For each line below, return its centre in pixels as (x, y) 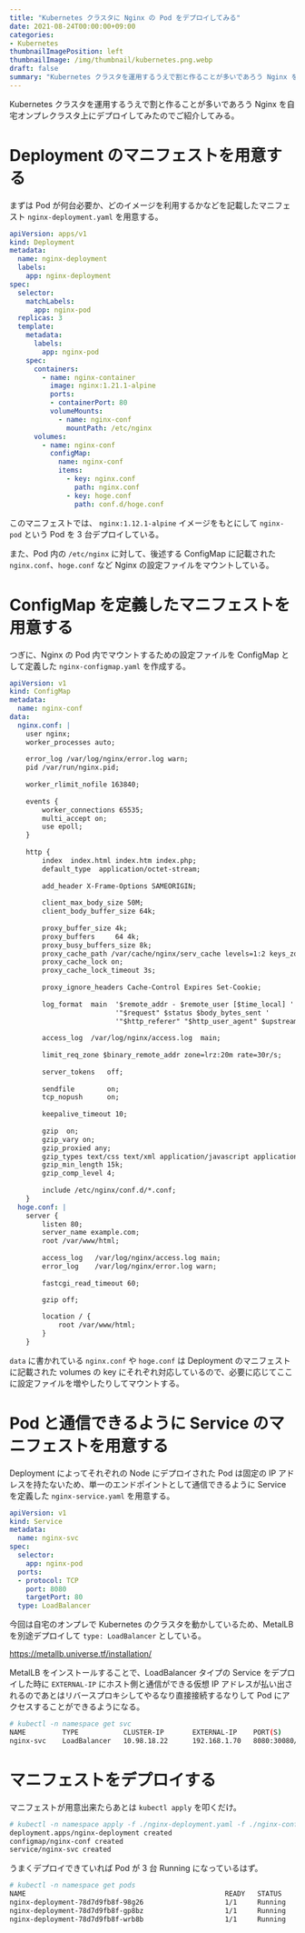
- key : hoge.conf (99, 496)
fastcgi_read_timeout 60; (91, 1283)
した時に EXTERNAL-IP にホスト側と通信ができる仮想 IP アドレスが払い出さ (155, 1684)
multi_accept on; (74, 818)
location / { (67, 1317)
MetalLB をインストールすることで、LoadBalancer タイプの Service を (141, 1673)
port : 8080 (46, 1589)
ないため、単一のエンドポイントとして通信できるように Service (167, 1484)
